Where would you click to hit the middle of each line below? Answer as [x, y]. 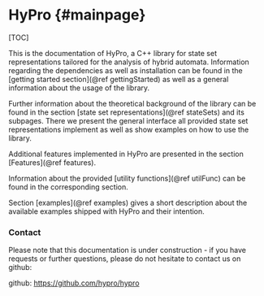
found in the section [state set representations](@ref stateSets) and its [127, 112]
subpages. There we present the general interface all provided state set [128, 120]
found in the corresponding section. [68, 187]
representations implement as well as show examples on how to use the [129, 129]
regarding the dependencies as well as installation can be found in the [126, 70]
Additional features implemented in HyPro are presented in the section [126, 154]
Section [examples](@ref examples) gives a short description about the [128, 202]
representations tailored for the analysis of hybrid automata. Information [129, 62]
